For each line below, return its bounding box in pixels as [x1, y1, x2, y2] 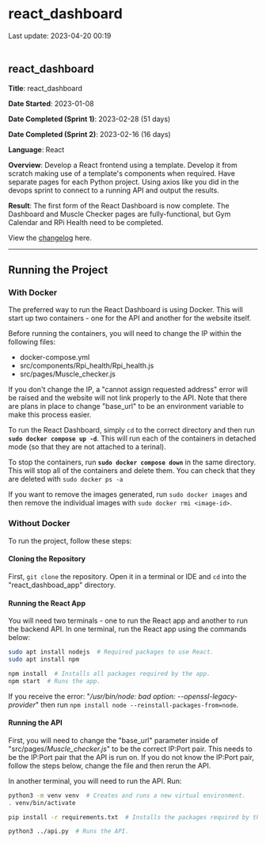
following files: [8, 338, 56, 347]
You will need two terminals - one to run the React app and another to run [8, 616, 248, 626]
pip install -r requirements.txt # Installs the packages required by [8, 813, 249, 821]
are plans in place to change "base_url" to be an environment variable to [8, 402, 244, 411]
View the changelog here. [8, 233, 93, 242]
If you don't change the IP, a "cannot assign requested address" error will [8, 385, 248, 395]
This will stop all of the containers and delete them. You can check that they [8, 466, 256, 475]
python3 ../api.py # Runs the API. [8, 827, 129, 836]
